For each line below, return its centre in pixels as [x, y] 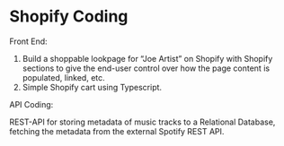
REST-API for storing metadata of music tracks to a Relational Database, [142, 122]
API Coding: [31, 104]
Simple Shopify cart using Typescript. [92, 87]
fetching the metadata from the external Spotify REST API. [117, 131]
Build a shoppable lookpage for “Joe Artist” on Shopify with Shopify [147, 58]
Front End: [28, 41]
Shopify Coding [69, 17]
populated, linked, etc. [63, 77]
